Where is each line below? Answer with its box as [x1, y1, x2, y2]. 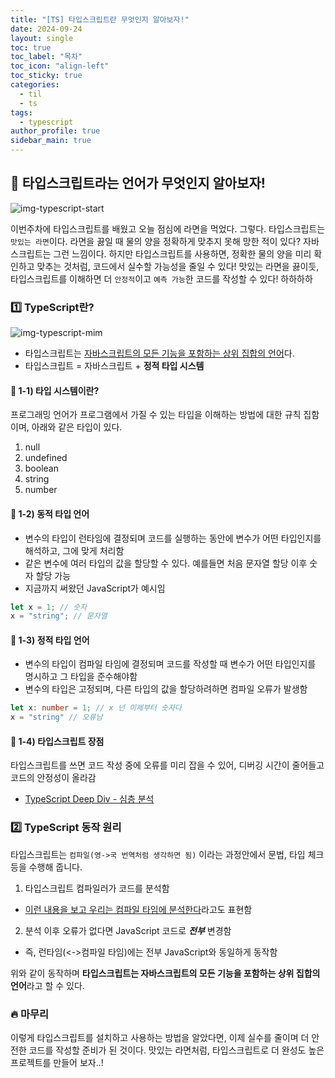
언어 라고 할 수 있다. [10, 979, 85, 991]
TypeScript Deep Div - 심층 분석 [24, 793, 155, 805]
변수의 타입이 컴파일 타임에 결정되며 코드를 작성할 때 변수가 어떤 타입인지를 [24, 658, 317, 670]
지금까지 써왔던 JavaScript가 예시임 [24, 582, 166, 594]
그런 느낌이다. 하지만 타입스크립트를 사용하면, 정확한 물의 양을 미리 [53, 247, 312, 260]
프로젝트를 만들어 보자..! [10, 1057, 104, 1069]
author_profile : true [10, 126, 101, 136]
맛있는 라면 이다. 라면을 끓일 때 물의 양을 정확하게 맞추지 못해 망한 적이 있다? [10, 235, 302, 247]
